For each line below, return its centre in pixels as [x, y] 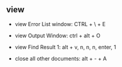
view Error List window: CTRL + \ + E [60, 24]
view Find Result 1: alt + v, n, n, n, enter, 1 [65, 47]
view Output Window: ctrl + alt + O [57, 36]
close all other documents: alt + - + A [61, 58]
